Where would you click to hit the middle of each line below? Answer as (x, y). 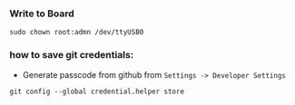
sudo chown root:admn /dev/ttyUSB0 (77, 33)
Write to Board (42, 14)
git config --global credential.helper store (97, 91)
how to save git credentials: (72, 55)
